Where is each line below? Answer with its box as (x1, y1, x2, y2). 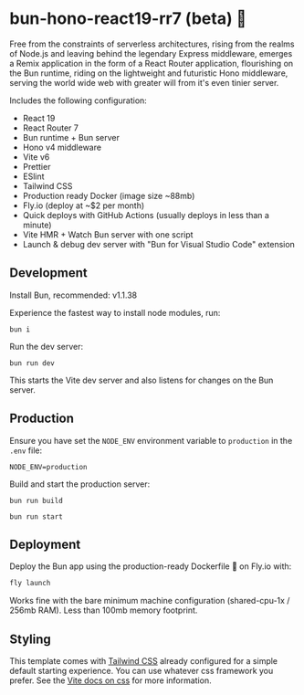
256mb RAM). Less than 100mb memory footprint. (9, 605, 198, 616)
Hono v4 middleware (22, 142, 102, 153)
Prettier (22, 161, 51, 172)
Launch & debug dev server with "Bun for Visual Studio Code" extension (22, 238, 295, 249)
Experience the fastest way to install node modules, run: (9, 307, 221, 318)
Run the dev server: (9, 341, 84, 352)
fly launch (9, 579, 51, 588)
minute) (22, 219, 52, 230)
